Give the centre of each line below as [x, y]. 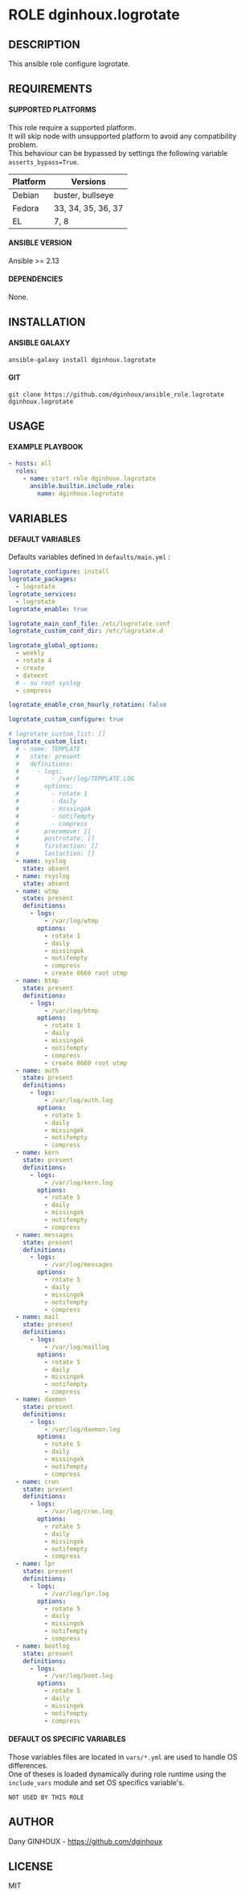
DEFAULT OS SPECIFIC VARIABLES [67, 1739]
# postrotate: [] [55, 839]
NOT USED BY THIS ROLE [46, 1797]
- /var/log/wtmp [71, 921]
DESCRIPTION [44, 45]
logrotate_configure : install [59, 572]
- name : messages [45, 1235]
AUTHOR [31, 1822]
